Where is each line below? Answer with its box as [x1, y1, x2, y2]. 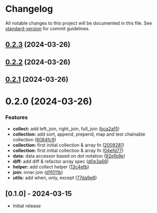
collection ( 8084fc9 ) [12, 136, 56, 142]
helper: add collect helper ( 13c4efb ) [12, 163, 89, 169]
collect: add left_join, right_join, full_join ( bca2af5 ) [12, 125, 120, 132]
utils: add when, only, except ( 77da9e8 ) [12, 175, 97, 181]
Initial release [12, 203, 41, 209]
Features [5, 114, 28, 121]
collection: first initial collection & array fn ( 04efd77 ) [12, 147, 124, 154]
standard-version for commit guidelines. [5, 25, 90, 31]
